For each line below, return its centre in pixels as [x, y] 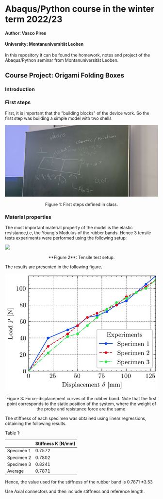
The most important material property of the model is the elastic [69, 228]
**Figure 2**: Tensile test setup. [81, 258]
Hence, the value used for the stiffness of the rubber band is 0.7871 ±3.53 [79, 482]
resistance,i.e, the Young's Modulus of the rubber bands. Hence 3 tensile [78, 233]
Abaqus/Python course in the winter [80, 9]
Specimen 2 [19, 457]
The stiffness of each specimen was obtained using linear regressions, [76, 418]
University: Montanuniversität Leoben [44, 44]
